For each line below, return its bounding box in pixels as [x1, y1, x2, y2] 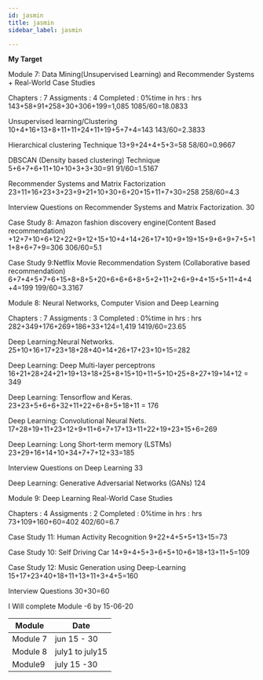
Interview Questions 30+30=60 [8, 587, 110, 596]
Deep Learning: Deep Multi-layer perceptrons [8, 360, 155, 370]
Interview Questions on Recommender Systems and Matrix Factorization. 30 [8, 203, 255, 212]
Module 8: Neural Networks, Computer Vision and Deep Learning [8, 298, 219, 308]
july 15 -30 [54, 659, 98, 670]
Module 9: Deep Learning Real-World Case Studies [8, 494, 173, 503]
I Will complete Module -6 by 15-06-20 [8, 601, 133, 611]
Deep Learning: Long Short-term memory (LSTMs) [8, 440, 172, 449]
